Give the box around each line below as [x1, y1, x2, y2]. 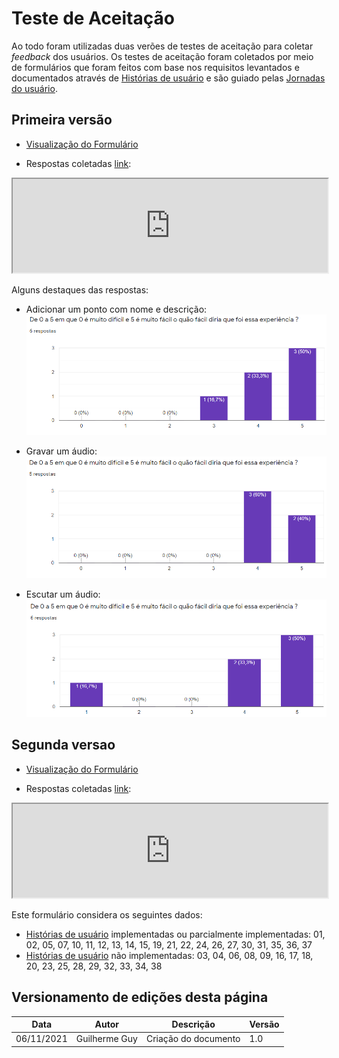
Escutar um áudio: [25, 588, 101, 601]
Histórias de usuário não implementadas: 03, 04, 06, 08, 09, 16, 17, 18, [25, 949, 314, 961]
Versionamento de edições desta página [11, 989, 269, 1006]
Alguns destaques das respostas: [11, 283, 149, 296]
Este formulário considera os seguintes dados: [11, 908, 203, 921]
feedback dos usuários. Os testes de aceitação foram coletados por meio [11, 50, 314, 62]
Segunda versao [11, 737, 116, 754]
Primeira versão [11, 112, 113, 129]
